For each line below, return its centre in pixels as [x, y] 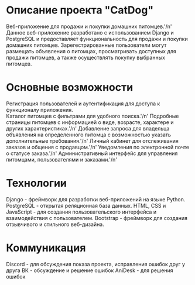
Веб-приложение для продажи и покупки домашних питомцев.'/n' [89, 26]
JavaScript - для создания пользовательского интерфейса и [81, 212]
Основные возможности [70, 87]
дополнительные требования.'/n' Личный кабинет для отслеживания [92, 140]
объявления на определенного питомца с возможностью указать [89, 135]
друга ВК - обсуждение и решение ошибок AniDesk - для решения [90, 270]
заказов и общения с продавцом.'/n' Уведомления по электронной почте [98, 147]
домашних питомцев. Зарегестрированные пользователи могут [86, 45]
